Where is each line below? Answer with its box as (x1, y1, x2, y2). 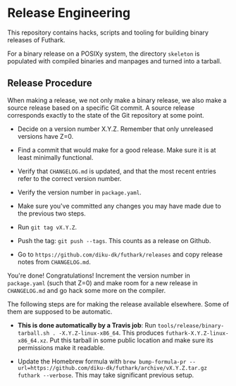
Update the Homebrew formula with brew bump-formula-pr (17, 357, 187, 366)
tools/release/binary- (157, 322, 224, 329)
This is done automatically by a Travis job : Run (17, 320, 156, 329)
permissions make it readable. (17, 343, 106, 351)
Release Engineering (7, 5, 131, 21)
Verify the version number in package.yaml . (17, 188, 142, 197)
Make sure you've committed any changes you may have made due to (17, 201, 222, 210)
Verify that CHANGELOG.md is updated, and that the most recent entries (17, 167, 216, 175)
